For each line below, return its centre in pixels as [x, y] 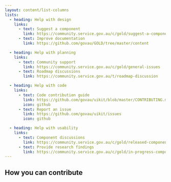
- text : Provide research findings [56, 147]
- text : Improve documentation [52, 39]
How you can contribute [44, 173]
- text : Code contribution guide [54, 95]
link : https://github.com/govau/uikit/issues [72, 114]
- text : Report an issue [45, 109]
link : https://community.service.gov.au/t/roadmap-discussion [91, 76]
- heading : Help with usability [44, 128]
